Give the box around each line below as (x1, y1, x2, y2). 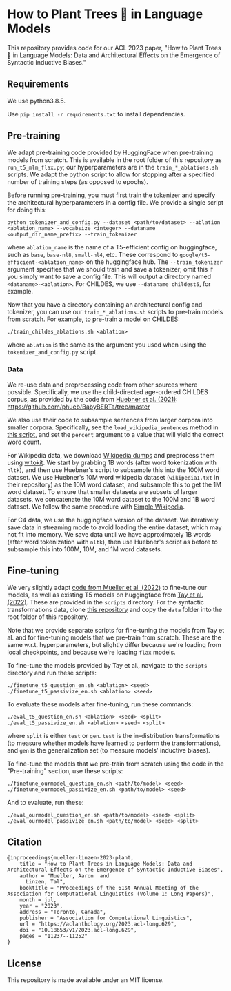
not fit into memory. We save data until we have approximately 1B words (7, 530, 212, 538)
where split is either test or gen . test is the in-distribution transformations (7, 731, 221, 739)
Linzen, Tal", (25, 879, 67, 886)
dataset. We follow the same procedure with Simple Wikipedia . (7, 502, 185, 511)
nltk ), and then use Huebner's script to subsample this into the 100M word (7, 465, 219, 474)
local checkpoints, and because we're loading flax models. (7, 648, 176, 656)
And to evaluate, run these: (7, 798, 84, 806)
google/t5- (179, 252, 211, 258)
